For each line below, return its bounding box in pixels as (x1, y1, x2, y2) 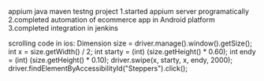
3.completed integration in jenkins (8, 24, 118, 32)
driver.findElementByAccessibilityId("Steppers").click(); (8, 64, 188, 73)
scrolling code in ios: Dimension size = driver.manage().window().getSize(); (8, 39, 252, 48)
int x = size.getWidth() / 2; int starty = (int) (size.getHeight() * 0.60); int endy (8, 47, 256, 56)
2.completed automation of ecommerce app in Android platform (8, 15, 215, 24)
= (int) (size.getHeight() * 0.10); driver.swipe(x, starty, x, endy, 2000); (8, 55, 233, 64)
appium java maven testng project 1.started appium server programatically (8, 7, 250, 16)
